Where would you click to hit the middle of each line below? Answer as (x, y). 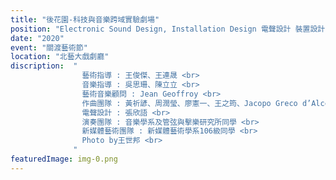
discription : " (44, 66)
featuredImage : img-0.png (64, 159)
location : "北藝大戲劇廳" (60, 57)
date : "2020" (37, 38)
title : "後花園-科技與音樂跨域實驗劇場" (85, 19)
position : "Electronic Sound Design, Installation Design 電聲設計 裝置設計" (170, 29)
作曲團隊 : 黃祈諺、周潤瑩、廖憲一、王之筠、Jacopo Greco (189, 103)
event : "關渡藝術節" (49, 47)
